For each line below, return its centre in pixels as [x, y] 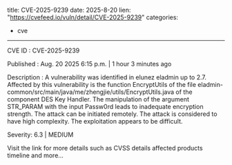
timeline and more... [36, 155]
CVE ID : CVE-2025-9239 [43, 50]
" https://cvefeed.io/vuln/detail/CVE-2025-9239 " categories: [93, 17]
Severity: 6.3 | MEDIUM [40, 135]
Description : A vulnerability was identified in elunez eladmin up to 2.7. [107, 77]
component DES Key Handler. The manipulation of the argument [98, 99]
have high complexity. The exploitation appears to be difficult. [95, 121]
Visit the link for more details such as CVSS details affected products [105, 148]
